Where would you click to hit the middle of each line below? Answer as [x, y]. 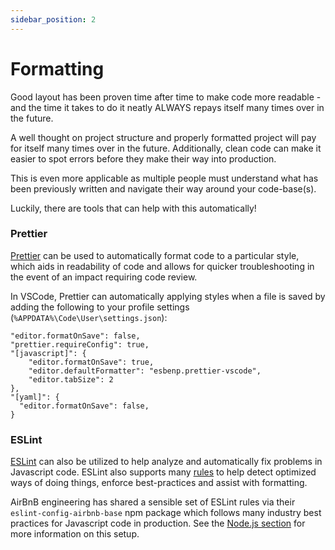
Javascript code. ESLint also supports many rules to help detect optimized [163, 472]
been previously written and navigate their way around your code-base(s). [163, 188]
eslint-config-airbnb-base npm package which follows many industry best [166, 513]
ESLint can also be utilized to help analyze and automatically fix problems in [166, 462]
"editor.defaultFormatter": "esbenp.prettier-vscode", [145, 371]
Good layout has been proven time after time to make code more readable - [166, 97]
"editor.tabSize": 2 [71, 379]
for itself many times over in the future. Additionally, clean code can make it [166, 148]
